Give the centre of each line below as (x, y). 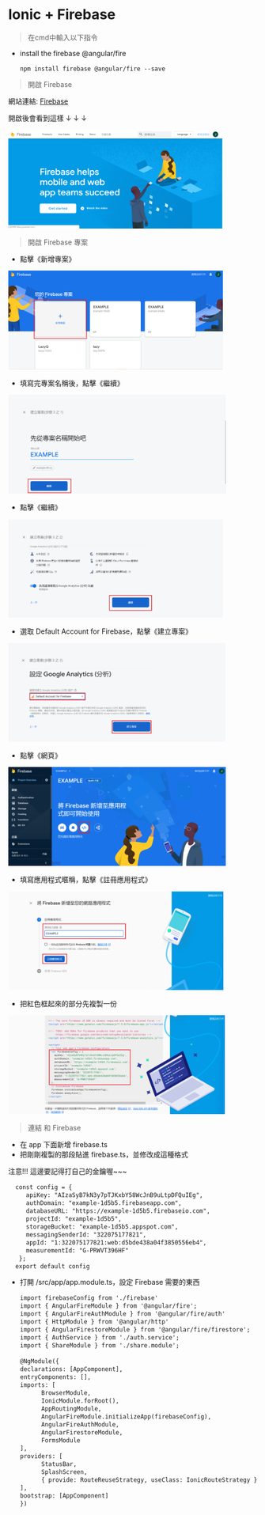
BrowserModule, (66, 1393)
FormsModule (61, 1440)
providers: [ (41, 1456)
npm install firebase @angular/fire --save (93, 69)
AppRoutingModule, (71, 1409)
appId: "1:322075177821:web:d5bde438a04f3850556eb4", (116, 1242)
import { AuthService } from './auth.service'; (99, 1337)
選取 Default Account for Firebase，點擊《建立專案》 (106, 631)
